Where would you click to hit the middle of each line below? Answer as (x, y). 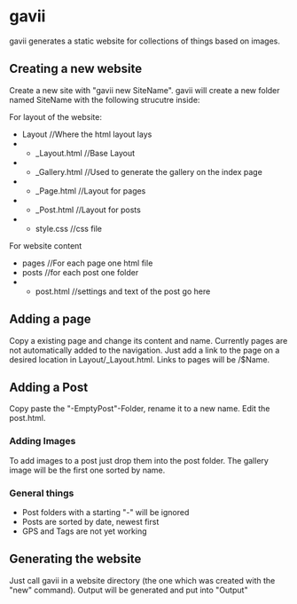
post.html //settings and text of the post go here (123, 291)
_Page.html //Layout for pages (90, 191)
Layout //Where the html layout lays (87, 134)
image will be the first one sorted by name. (87, 470)
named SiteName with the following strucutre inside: (105, 99)
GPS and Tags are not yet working (85, 531)
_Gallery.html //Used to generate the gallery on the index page (149, 171)
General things (42, 493)
